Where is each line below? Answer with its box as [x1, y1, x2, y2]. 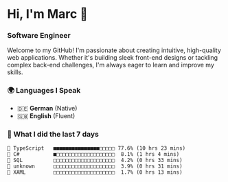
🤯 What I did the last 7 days [7, 129, 100, 139]
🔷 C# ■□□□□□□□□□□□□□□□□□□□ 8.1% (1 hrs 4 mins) [7, 151, 180, 158]
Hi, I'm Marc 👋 [7, 6, 88, 22]
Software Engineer [7, 31, 71, 41]
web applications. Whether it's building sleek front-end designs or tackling [7, 54, 218, 62]
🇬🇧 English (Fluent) [16, 111, 76, 120]
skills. [7, 68, 23, 76]
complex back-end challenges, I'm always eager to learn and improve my [7, 61, 215, 69]
